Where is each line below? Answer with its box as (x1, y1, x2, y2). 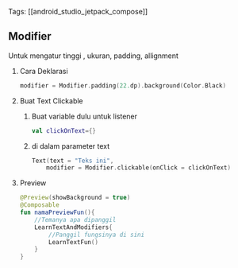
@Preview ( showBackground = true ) (19, 194, 131, 202)
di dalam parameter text (31, 141, 110, 150)
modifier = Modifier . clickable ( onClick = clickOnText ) (46, 164, 232, 172)
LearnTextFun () (48, 238, 99, 246)
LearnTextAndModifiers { (34, 223, 113, 231)
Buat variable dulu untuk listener (31, 111, 137, 121)
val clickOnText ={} (31, 126, 97, 134)
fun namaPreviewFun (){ (19, 208, 95, 217)
